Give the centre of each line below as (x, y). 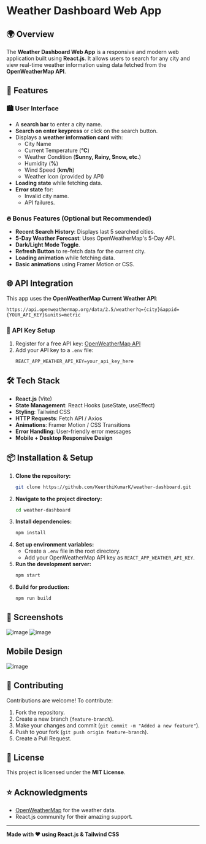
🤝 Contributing (35, 685)
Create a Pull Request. (43, 738)
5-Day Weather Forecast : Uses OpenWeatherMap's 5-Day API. (95, 238)
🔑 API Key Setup (31, 330)
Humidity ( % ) (41, 163)
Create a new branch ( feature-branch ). (64, 719)
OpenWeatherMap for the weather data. (66, 810)
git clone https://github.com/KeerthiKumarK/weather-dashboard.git (103, 487)
